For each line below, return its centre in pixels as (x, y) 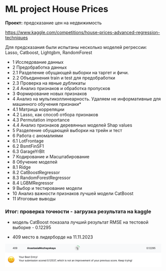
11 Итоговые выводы (34, 198)
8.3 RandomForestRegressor (41, 178)
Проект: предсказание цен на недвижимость (54, 23)
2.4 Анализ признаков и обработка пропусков (61, 88)
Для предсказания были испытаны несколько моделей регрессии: (76, 47)
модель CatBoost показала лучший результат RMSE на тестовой (80, 222)
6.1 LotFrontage (28, 141)
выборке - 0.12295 (32, 227)
